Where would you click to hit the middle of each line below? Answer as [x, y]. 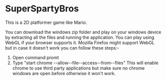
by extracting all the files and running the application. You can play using [80, 37]
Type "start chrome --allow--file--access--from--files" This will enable [85, 63]
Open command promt [35, 57]
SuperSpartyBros [42, 9]
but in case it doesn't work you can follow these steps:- [62, 48]
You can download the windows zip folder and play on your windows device [83, 32]
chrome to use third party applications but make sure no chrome [79, 68]
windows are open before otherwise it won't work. [64, 73]
